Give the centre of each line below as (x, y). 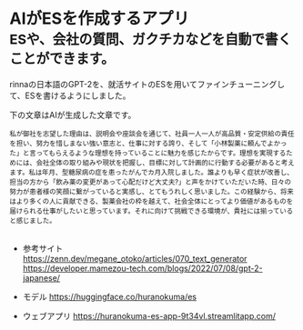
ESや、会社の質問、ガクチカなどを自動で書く (151, 40)
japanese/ (41, 277)
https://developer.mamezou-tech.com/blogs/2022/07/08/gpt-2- (142, 268)
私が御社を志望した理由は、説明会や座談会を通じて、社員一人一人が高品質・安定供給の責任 (152, 134)
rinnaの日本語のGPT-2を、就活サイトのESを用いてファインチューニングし (147, 84)
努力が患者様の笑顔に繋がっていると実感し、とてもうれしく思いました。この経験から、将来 (151, 192)
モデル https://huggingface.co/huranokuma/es (110, 296)
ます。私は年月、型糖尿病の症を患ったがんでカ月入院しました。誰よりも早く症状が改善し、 (151, 172)
